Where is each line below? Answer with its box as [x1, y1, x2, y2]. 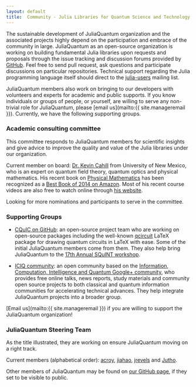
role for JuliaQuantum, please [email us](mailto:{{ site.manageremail [20, 104, 186, 111]
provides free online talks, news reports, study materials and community [14, 275, 190, 282]
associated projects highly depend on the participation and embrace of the [6, 36, 187, 43]
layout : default [6, 8, 46, 15]
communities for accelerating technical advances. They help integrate [14, 287, 184, 294]
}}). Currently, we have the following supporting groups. [6, 110, 141, 117]
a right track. [6, 345, 37, 352]
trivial [6, 104, 19, 111]
